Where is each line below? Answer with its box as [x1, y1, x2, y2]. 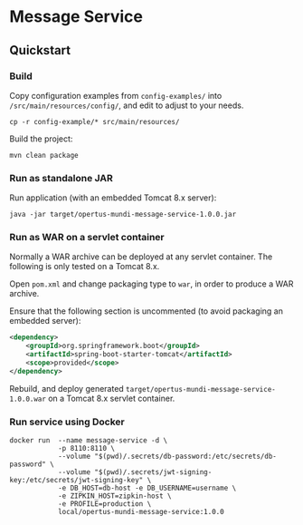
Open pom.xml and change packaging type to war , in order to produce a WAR [9, 278, 294, 289]
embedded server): [9, 316, 81, 326]
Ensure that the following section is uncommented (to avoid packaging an [9, 306, 283, 316]
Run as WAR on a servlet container [9, 231, 165, 244]
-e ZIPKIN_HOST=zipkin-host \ [57, 491, 172, 501]
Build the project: [9, 133, 73, 144]
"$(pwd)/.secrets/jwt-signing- [94, 468, 213, 477]
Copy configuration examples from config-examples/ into [9, 90, 223, 101]
